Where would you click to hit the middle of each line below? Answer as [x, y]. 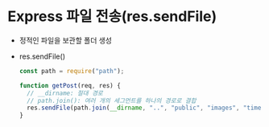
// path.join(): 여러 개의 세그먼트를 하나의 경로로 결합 [112, 100]
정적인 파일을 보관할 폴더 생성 [65, 40]
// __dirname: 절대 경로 [65, 93]
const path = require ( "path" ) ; [72, 71]
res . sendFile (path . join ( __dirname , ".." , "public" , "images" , [133, 108]
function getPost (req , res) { [70, 85]
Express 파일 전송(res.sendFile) [112, 16]
